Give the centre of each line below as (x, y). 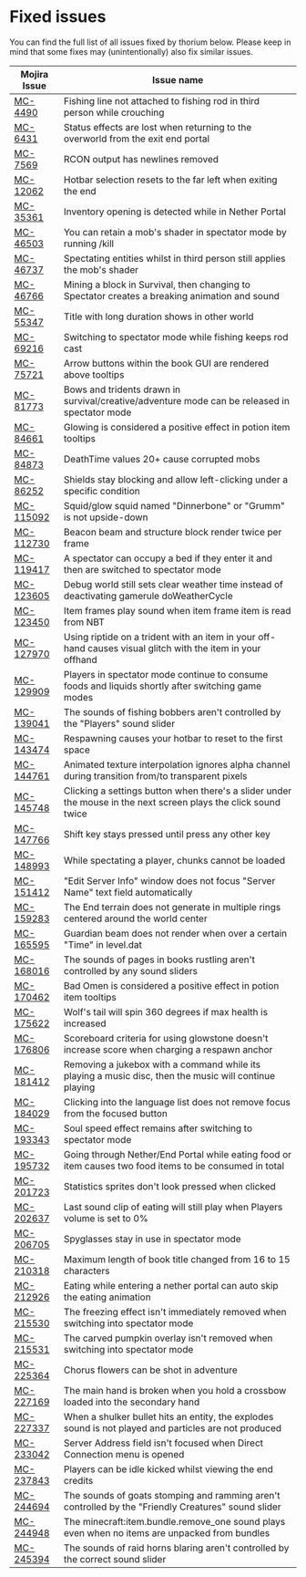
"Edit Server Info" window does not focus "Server (169, 880)
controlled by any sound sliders (131, 970)
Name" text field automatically (128, 892)
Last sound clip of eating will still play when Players (173, 1207)
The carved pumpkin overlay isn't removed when (168, 1338)
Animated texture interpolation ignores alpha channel (177, 764)
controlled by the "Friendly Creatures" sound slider (172, 1507)
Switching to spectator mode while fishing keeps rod (176, 337)
